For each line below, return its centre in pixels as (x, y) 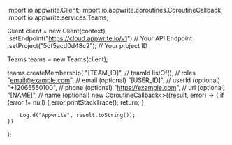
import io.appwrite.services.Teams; (58, 17)
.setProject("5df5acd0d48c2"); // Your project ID (78, 46)
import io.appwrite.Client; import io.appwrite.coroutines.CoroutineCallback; (115, 10)
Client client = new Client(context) (56, 31)
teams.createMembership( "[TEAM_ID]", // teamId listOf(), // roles (101, 73)
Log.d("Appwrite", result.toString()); (78, 115)
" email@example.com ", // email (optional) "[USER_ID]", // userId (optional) (114, 80)
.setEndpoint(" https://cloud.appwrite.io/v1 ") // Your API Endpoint (100, 38)
